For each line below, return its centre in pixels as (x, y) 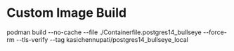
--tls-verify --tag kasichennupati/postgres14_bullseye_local (102, 39)
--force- (215, 32)
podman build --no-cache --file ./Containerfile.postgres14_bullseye (104, 32)
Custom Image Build (67, 13)
